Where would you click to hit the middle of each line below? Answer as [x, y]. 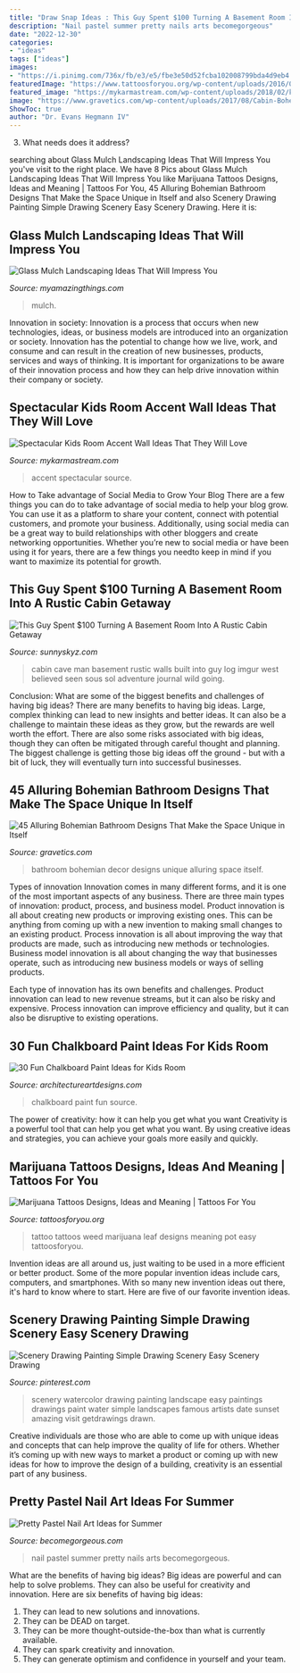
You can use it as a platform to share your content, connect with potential [144, 513]
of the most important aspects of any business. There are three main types [147, 896]
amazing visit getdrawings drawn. [93, 1418]
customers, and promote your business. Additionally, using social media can [150, 523]
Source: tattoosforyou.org [57, 1219]
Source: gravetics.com [51, 853]
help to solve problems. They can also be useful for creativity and [130, 1585]
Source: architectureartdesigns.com [76, 1085]
